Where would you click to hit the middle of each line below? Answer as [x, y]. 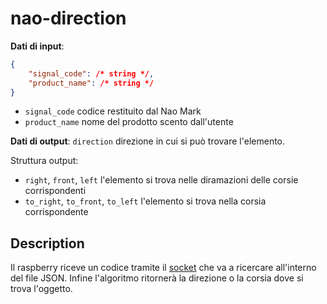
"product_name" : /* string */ [91, 83]
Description [47, 243]
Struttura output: [44, 161]
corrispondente [56, 212]
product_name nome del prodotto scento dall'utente [129, 122]
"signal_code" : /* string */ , [91, 73]
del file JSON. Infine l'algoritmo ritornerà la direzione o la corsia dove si [157, 278]
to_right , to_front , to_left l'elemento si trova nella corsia [145, 201]
